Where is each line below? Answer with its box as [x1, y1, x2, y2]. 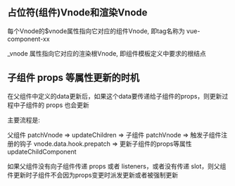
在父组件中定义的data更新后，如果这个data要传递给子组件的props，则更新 [7, 92, 222, 100]
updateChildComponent [7, 147, 77, 156]
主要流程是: [7, 116, 41, 124]
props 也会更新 [45, 101, 89, 109]
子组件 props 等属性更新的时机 [7, 72, 140, 84]
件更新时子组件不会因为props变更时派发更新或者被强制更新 [7, 170, 178, 179]
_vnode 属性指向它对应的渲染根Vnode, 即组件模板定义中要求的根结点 [7, 49, 206, 58]
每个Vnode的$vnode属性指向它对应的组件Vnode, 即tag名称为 [7, 27, 185, 35]
